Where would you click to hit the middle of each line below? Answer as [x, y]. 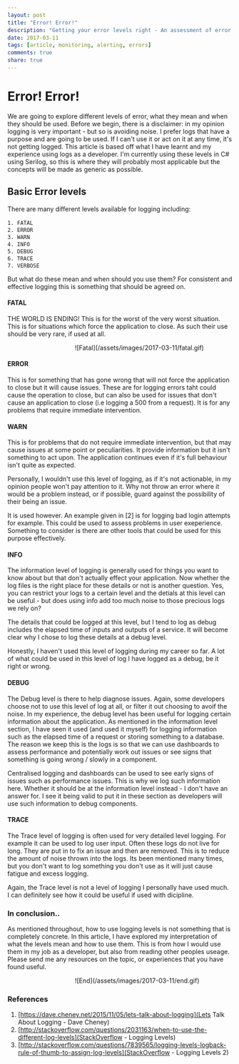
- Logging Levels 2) [200, 1053]
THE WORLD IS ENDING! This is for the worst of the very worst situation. [114, 318]
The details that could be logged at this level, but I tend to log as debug [112, 622]
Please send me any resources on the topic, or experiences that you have [116, 959]
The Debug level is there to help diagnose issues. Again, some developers [116, 699]
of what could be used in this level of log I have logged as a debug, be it [113, 659]
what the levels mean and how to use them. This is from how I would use [114, 944]
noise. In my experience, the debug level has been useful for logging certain [119, 714]
